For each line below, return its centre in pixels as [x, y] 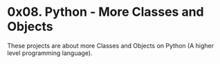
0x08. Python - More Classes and [106, 12]
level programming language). [50, 53]
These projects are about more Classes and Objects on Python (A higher [111, 45]
